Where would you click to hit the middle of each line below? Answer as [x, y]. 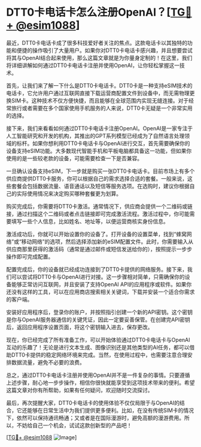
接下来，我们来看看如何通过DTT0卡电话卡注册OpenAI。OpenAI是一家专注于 [100, 128]
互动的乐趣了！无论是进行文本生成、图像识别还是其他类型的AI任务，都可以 [98, 347]
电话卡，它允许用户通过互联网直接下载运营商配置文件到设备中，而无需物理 [98, 93]
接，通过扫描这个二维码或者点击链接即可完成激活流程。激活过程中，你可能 [98, 214]
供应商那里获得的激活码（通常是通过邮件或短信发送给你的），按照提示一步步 [99, 249]
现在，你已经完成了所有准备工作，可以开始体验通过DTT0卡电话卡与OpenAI [98, 340]
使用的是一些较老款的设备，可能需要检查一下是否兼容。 [74, 158]
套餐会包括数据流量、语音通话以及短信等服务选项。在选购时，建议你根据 [100, 186]
